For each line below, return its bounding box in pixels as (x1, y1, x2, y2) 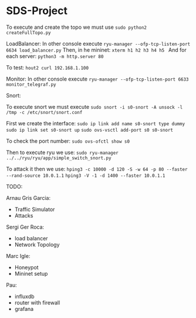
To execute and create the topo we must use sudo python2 (6, 24, 147, 31)
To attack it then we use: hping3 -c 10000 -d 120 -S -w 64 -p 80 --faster (6, 165, 188, 172)
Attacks (14, 212, 33, 219)
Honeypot (14, 263, 39, 271)
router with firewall (14, 299, 60, 306)
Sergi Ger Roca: (6, 223, 45, 230)
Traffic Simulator (14, 206, 55, 213)
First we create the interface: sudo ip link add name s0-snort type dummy (6, 119, 185, 127)
